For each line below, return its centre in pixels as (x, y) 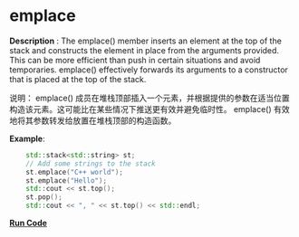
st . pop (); (44, 197)
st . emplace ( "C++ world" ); (75, 172)
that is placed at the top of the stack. (78, 79)
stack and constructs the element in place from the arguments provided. (144, 50)
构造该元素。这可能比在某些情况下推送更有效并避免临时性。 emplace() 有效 (149, 109)
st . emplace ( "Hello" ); (66, 180)
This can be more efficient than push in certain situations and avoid (135, 60)
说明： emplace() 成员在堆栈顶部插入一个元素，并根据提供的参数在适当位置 (149, 98)
